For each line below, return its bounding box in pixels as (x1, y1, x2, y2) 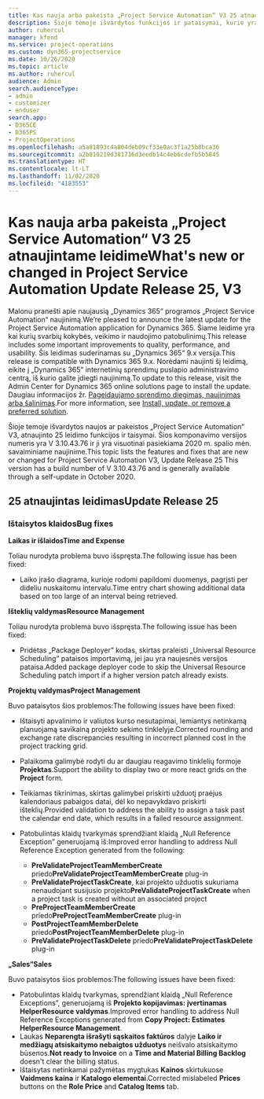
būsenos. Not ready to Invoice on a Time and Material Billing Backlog (19, 1049, 246, 1058)
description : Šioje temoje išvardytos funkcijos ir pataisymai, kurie (8, 19, 244, 27)
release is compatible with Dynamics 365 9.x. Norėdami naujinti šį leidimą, (8, 356, 248, 366)
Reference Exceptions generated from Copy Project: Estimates (19, 1015, 225, 1024)
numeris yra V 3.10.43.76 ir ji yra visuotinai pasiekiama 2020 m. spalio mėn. (8, 438, 251, 448)
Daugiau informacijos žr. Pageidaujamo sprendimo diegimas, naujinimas (8, 390, 241, 399)
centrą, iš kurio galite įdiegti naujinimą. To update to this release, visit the (8, 373, 242, 382)
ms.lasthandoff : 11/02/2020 (8, 172, 101, 181)
